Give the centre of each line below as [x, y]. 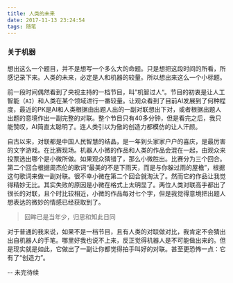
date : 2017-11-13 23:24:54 [46, 20]
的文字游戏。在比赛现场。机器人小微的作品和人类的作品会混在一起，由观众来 [116, 150]
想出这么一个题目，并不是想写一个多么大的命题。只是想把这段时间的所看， [113, 68]
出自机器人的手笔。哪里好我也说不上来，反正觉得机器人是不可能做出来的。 [113, 240]
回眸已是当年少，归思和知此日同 [70, 216]
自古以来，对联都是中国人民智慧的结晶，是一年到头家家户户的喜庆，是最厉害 [116, 141]
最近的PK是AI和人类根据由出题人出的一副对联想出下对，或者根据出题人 [120, 109]
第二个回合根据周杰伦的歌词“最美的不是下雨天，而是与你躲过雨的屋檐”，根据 [116, 167]
